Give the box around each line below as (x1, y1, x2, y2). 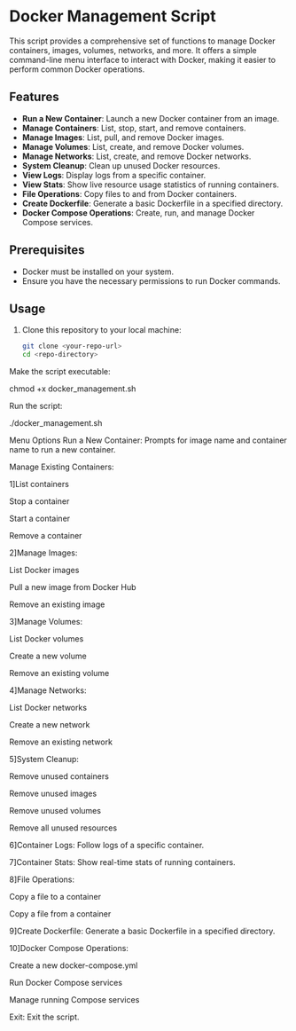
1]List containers (9, 479, 69, 490)
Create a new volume (9, 650, 87, 662)
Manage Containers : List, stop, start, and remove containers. (21, 122, 246, 133)
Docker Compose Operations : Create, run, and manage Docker (21, 207, 255, 218)
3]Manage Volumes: (9, 617, 82, 627)
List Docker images (9, 565, 80, 576)
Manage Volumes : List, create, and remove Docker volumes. (21, 141, 245, 152)
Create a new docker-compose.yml (9, 960, 138, 971)
